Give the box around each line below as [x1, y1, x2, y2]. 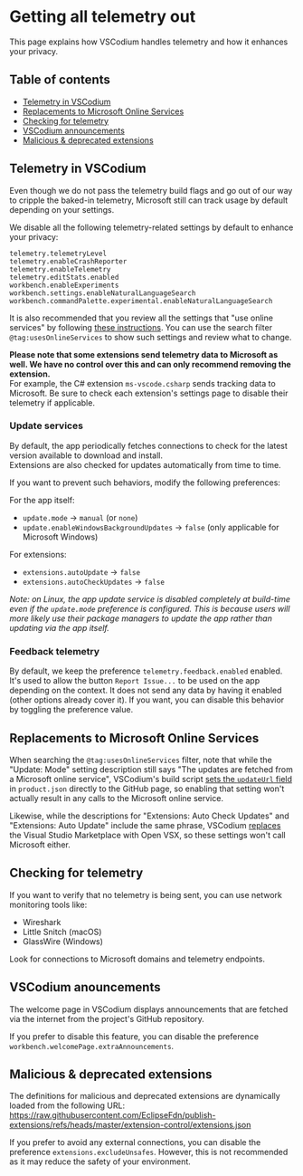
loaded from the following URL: [9, 1100, 125, 1111]
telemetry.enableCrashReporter [9, 256, 128, 266]
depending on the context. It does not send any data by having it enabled [9, 685, 282, 696]
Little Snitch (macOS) [22, 926, 102, 937]
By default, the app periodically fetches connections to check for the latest [9, 440, 288, 451]
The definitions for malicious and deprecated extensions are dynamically [9, 1091, 280, 1102]
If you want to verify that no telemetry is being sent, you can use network [9, 889, 282, 900]
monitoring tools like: [9, 899, 88, 910]
